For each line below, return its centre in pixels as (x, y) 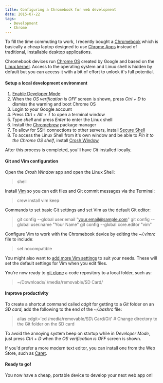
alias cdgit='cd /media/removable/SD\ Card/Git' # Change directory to (87, 319)
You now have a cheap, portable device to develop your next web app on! (79, 375)
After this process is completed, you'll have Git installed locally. (68, 150)
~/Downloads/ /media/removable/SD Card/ (60, 282)
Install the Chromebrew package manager (54, 125)
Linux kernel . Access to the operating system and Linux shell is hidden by (79, 67)
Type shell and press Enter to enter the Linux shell (62, 120)
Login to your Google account (42, 109)
